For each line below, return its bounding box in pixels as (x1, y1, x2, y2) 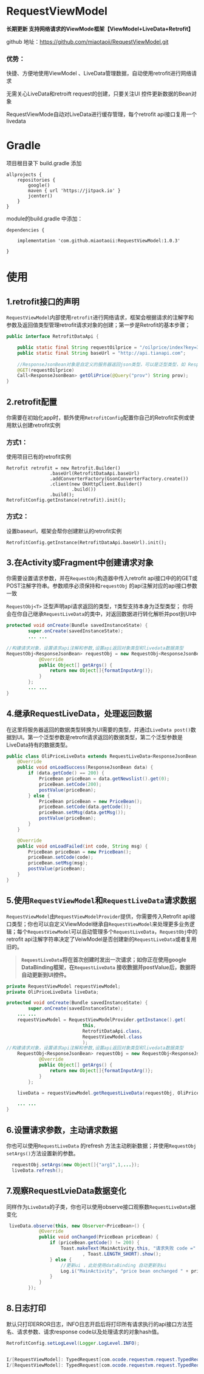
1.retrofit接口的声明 (6, 296, 80, 307)
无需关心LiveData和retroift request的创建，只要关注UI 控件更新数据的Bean (6, 90, 192, 98)
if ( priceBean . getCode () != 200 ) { (49, 1240, 140, 1246)
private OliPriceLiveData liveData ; (6, 989, 99, 995)
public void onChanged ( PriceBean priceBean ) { (38, 1234, 159, 1240)
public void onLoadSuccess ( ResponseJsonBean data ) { (17, 764, 154, 771)
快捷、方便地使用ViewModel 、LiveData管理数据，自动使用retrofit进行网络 (6, 70, 192, 77)
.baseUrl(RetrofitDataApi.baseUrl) (49, 471, 140, 477)
